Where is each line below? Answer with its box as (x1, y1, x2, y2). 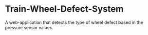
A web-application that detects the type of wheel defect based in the (5, 19, 144, 25)
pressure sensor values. (5, 24, 54, 30)
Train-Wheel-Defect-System (5, 3, 124, 15)
